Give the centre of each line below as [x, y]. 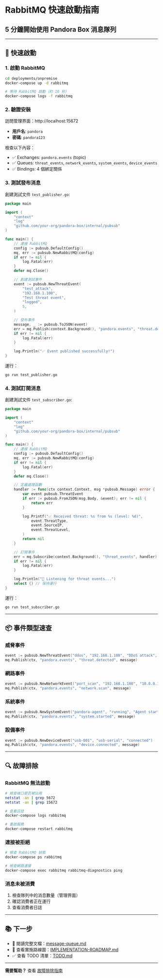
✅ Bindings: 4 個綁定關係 [37, 169]
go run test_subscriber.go [32, 607]
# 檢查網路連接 [18, 866]
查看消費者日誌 [27, 908]
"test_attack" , [38, 289]
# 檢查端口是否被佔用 [24, 793]
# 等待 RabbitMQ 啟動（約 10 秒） [37, 92]
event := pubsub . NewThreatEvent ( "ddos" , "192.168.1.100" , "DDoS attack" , [81, 656]
